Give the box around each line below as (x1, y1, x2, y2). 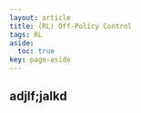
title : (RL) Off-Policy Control (9, 22, 132, 31)
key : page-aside (9, 55, 71, 64)
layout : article (9, 13, 71, 23)
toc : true (17, 47, 55, 56)
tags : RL (9, 30, 43, 39)
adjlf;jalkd (9, 89, 67, 104)
